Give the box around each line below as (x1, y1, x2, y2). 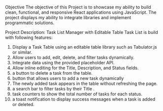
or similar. (12, 49, 33, 55)
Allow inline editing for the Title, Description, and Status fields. (12, 65, 139, 71)
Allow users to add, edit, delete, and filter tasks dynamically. (12, 55, 134, 60)
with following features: (5, 34, 53, 40)
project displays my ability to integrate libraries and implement (5, 15, 131, 20)
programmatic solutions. (5, 20, 55, 26)
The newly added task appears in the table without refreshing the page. (12, 81, 158, 86)
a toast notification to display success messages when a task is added (12, 96, 156, 102)
